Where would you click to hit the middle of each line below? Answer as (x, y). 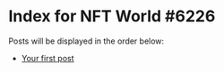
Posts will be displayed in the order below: (86, 41)
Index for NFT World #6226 (112, 16)
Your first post (47, 58)
